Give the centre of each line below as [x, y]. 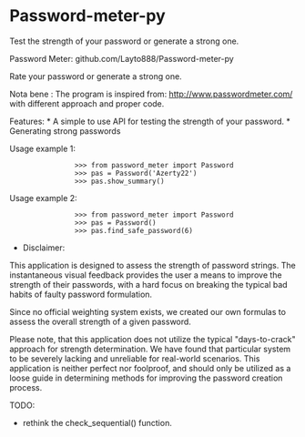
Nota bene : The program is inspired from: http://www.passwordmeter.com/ [151, 94]
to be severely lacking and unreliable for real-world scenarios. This [135, 358]
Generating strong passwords [65, 131]
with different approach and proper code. [87, 103]
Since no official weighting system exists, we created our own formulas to [148, 311]
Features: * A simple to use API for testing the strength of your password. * [150, 121]
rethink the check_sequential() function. [97, 422]
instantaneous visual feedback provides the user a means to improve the [146, 275]
